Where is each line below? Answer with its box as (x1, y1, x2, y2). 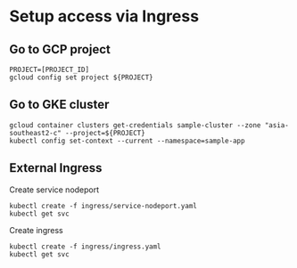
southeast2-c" (9, 128, 62, 137)
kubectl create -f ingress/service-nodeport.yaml (9, 201, 198, 210)
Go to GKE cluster (9, 97, 110, 112)
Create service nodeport (9, 184, 100, 195)
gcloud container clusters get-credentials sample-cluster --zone (9, 120, 261, 130)
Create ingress (9, 224, 64, 235)
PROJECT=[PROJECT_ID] (9, 65, 90, 74)
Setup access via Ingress (9, 6, 199, 27)
